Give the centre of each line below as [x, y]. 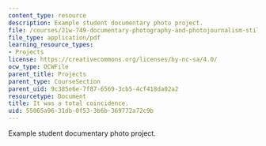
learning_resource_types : [51, 45]
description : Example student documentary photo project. [106, 23]
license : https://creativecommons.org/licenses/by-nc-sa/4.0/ [113, 60]
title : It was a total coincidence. [68, 103]
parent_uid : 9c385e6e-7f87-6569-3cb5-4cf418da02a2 [93, 89]
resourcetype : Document [47, 96]
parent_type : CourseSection [55, 81]
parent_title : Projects [47, 74]
